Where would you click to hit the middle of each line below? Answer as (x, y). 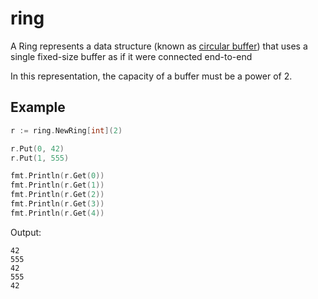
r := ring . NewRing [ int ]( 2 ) (66, 130)
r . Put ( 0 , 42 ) (37, 148)
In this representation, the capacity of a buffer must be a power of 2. (151, 76)
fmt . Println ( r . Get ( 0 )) (57, 176)
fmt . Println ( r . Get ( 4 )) (57, 213)
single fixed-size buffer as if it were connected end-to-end (131, 56)
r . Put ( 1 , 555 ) (40, 158)
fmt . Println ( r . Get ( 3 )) (57, 204)
